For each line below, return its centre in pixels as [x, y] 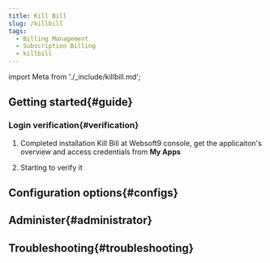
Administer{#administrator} [80, 220]
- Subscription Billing [56, 46]
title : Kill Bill [38, 16]
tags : [17, 31]
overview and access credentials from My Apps [100, 152]
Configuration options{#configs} [93, 193]
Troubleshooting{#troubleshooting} [101, 248]
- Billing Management [52, 39]
